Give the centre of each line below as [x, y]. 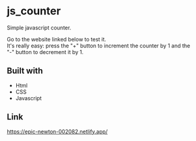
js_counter [34, 11]
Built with [25, 71]
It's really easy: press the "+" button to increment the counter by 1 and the [99, 46]
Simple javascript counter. [39, 28]
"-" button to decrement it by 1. [45, 52]
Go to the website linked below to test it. [57, 39]
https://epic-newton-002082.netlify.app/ [57, 131]
